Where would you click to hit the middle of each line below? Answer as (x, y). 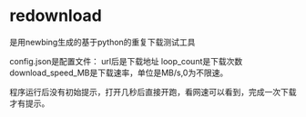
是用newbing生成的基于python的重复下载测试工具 (102, 42)
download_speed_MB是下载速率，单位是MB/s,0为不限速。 (119, 73)
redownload (56, 16)
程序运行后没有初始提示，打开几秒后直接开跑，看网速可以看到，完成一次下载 (153, 92)
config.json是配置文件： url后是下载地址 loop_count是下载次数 (126, 61)
